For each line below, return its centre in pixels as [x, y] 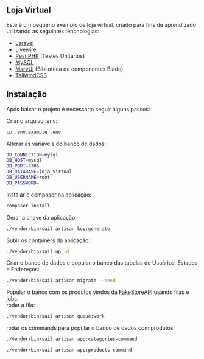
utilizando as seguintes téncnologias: [53, 31]
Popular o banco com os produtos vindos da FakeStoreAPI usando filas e [98, 292]
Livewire [26, 49]
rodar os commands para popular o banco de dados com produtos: [91, 328]
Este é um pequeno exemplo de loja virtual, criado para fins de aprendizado [101, 24]
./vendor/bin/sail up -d [38, 251]
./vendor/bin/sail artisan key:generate [58, 228]
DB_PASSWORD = [23, 183]
